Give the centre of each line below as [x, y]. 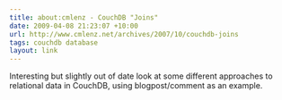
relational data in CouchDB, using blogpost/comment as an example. [136, 86]
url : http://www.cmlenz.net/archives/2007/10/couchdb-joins [124, 34]
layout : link [34, 51]
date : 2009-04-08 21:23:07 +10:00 [74, 26]
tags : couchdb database [54, 42]
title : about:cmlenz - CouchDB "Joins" [84, 17]
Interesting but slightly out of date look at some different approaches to [141, 76]
